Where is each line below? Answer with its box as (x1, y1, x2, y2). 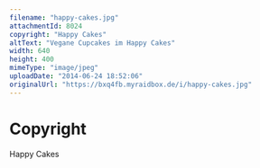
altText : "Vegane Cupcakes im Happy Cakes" (9, 38, 176, 48)
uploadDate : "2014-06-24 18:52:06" (9, 72, 144, 81)
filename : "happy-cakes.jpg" (9, 13, 119, 22)
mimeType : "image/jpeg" (9, 64, 99, 73)
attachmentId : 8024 (9, 22, 83, 31)
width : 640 (9, 47, 51, 56)
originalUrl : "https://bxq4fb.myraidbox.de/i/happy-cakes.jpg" (9, 80, 253, 89)
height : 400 (9, 55, 54, 64)
